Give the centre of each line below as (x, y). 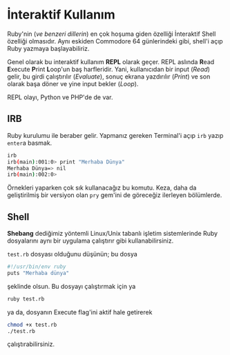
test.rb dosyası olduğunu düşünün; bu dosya (73, 254)
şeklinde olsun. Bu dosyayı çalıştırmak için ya (71, 286)
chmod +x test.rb (32, 325)
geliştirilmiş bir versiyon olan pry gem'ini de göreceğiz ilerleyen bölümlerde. (115, 195)
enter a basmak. (30, 143)
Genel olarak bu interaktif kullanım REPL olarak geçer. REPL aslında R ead (111, 61)
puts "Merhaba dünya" (38, 273)
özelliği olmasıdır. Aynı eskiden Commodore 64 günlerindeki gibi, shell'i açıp (115, 41)
